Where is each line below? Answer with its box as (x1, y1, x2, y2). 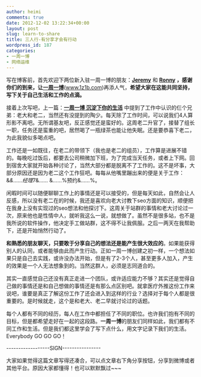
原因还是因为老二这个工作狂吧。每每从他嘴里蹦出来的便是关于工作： (16, 169, 184, 176)
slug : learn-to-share (6, 31, 60, 37)
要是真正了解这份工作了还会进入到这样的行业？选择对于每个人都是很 (26, 289, 195, 297)
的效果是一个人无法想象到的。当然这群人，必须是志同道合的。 (6, 262, 159, 269)
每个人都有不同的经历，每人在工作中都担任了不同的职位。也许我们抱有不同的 (6, 310, 195, 317)
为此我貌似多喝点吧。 (6, 134, 59, 141)
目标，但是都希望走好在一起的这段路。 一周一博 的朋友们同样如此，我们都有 (6, 317, 190, 324)
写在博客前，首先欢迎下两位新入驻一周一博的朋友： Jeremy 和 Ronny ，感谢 (6, 76, 193, 83)
